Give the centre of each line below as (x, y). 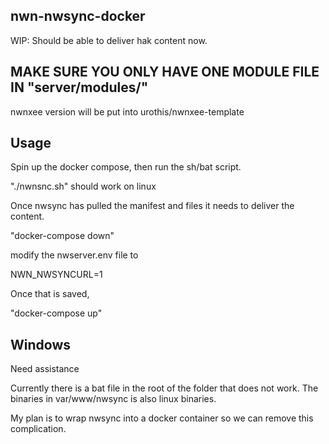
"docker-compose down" (62, 236)
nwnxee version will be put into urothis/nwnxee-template (127, 111)
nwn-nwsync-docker (78, 16)
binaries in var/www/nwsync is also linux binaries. (113, 399)
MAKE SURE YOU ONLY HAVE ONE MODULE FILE (165, 72)
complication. (38, 429)
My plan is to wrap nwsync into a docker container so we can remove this (162, 418)
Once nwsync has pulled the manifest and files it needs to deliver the (152, 206)
